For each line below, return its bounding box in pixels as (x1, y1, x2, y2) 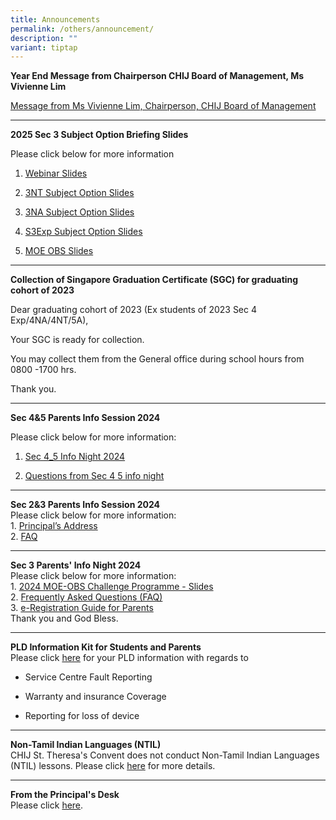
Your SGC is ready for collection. (10, 334, 145, 346)
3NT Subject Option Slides (24, 187, 135, 199)
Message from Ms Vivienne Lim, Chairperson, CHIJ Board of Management (10, 100, 317, 112)
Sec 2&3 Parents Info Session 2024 (10, 499, 160, 511)
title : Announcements (10, 14, 101, 25)
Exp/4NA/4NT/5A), (10, 314, 89, 326)
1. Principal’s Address (10, 520, 98, 532)
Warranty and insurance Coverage (24, 691, 167, 703)
